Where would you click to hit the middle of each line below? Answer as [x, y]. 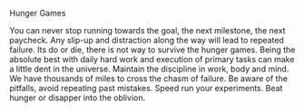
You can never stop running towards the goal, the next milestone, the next [147, 30]
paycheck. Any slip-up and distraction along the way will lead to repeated [147, 40]
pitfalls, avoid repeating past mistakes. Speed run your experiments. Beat [146, 88]
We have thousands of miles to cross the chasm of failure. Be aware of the [149, 79]
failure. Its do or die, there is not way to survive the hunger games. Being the [152, 50]
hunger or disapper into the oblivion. [78, 98]
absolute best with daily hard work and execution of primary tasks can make [152, 59]
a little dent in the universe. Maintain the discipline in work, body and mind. [149, 69]
